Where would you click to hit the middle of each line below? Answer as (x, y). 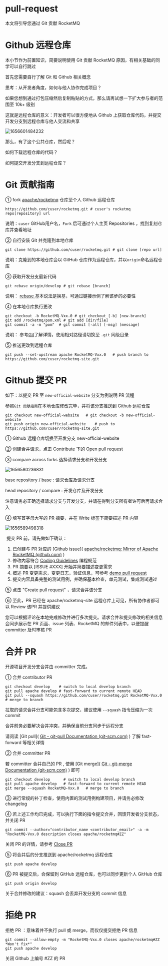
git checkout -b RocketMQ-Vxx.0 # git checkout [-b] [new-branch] (76, 316)
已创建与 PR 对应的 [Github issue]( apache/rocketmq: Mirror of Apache (85, 549)
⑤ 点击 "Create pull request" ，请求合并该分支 (54, 590)
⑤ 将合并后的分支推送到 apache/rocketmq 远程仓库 (59, 855)
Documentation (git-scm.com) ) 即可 (42, 770)
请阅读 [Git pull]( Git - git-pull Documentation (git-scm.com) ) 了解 (73, 736)
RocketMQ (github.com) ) (38, 554)
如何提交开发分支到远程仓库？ (36, 162)
